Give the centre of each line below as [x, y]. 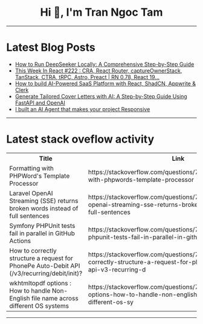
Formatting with [32, 168]
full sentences [29, 216]
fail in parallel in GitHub [42, 233]
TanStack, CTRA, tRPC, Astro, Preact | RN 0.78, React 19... [87, 77]
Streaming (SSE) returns [44, 201]
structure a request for [41, 258]
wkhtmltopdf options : [40, 283]
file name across [55, 298]
